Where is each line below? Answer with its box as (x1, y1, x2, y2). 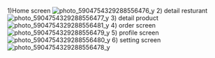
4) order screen (110, 21, 156, 29)
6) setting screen (111, 36, 161, 44)
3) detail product (110, 14, 158, 22)
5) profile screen (111, 28, 159, 37)
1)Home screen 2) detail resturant (7, 7, 208, 14)
